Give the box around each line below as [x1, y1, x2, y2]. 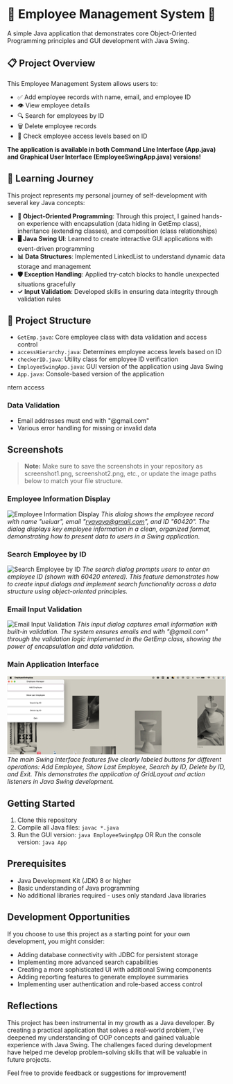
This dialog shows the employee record [101, 509, 214, 518]
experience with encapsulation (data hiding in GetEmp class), [26, 219, 202, 227]
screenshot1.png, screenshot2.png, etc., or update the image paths [24, 469, 217, 478]
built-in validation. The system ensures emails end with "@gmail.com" [7, 627, 209, 636]
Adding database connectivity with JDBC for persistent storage [17, 950, 198, 959]
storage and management [17, 262, 92, 270]
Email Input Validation [7, 604, 83, 614]
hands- [201, 211, 223, 220]
